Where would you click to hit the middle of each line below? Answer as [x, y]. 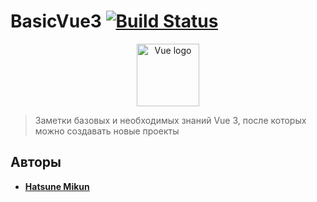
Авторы [36, 162]
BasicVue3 [56, 21]
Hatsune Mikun [57, 186]
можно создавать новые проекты [107, 131]
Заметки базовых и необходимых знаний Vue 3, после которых [170, 120]
